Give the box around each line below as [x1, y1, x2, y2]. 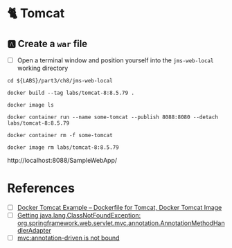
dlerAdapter [17, 227, 52, 235]
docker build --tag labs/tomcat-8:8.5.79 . [7, 89, 135, 97]
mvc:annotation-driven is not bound [17, 233, 120, 242]
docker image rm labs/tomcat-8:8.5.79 [7, 144, 119, 151]
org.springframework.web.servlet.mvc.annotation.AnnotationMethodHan [17, 219, 225, 227]
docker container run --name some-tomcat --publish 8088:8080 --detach [7, 114, 218, 121]
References [7, 181, 75, 196]
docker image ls [7, 102, 54, 109]
